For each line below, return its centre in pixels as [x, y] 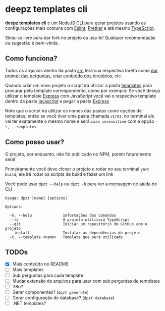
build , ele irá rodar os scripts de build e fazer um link [59, 174]
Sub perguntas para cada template [48, 275]
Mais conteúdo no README [40, 264]
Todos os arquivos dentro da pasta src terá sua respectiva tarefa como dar [82, 70]
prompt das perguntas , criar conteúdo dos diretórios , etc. [64, 76]
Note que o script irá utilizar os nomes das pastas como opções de [74, 110]
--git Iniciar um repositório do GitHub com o [79, 224]
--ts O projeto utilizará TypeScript [70, 220]
